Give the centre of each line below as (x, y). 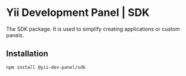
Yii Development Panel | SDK (78, 13)
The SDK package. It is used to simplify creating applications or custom (93, 29)
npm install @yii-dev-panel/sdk (46, 67)
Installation (27, 54)
